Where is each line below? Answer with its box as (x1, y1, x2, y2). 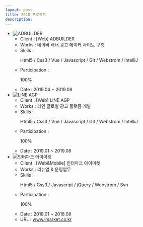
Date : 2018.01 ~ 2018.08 (20, 211, 71, 217)
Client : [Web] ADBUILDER (20, 36, 75, 42)
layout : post (5, 7, 33, 13)
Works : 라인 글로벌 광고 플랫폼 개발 (20, 103, 91, 109)
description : (5, 17, 33, 22)
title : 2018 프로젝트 (5, 12, 46, 17)
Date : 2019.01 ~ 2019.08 (20, 148, 71, 154)
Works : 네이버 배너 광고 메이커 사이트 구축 (20, 42, 105, 48)
